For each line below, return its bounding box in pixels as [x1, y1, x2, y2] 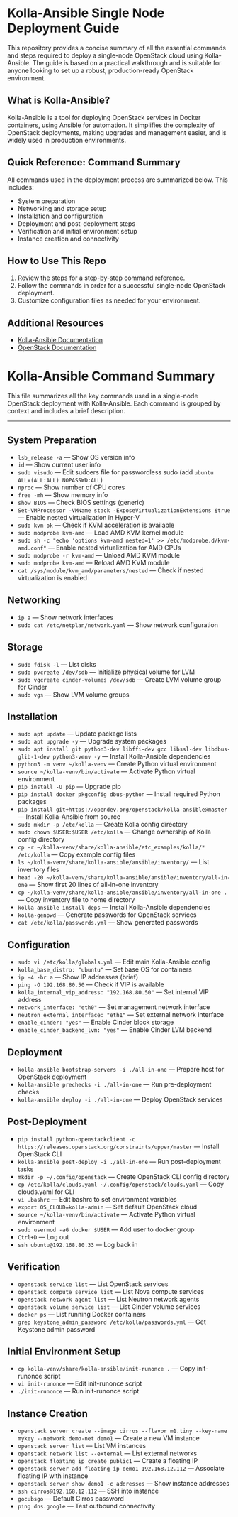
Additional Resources [7, 317, 104, 329]
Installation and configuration [17, 212, 103, 220]
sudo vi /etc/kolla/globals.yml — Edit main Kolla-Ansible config [17, 957, 210, 967]
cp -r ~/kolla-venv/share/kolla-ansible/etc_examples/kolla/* [17, 844, 205, 852]
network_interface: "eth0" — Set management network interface [17, 1003, 210, 1011]
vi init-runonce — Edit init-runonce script [17, 1379, 142, 1388]
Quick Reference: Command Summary [7, 156, 181, 168]
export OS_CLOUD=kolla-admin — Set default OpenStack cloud [17, 1202, 198, 1211]
